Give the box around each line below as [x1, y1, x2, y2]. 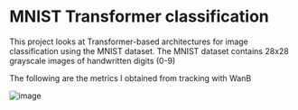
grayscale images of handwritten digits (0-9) [9, 55, 176, 66]
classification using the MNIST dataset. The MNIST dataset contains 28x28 [9, 45, 289, 56]
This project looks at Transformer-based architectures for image [9, 36, 248, 47]
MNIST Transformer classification [9, 6, 269, 27]
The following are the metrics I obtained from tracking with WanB [9, 72, 252, 83]
